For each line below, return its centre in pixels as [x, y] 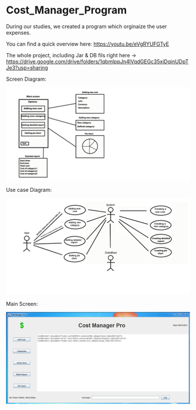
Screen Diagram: [26, 79]
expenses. [18, 32]
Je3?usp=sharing [27, 67]
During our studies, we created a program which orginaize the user [87, 26]
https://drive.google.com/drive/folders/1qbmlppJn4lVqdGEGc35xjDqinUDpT [97, 61]
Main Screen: [22, 304]
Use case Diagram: [29, 190]
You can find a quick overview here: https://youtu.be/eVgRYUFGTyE [87, 44]
